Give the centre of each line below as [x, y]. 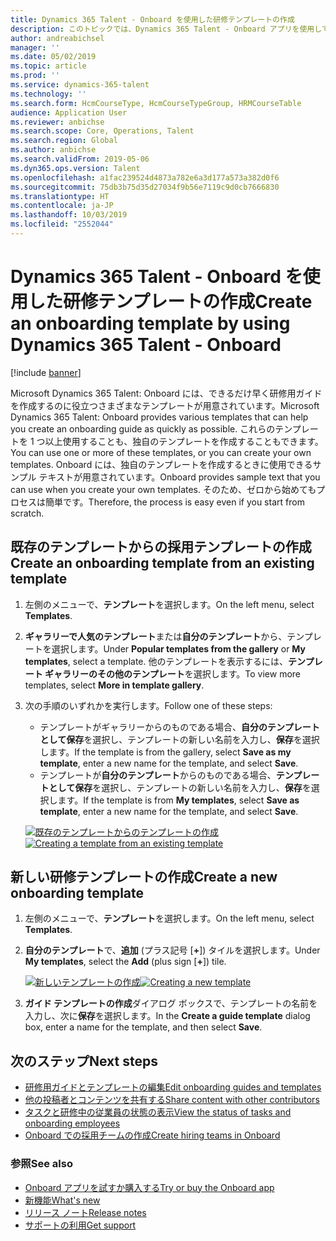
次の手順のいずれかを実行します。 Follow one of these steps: [148, 705]
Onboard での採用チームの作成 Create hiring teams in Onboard [152, 1135]
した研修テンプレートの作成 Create [170, 302]
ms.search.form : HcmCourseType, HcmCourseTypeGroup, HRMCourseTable [156, 103]
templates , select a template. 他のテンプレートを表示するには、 [156, 661]
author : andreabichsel [57, 38]
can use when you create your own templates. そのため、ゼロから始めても [163, 489]
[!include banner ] [46, 372]
